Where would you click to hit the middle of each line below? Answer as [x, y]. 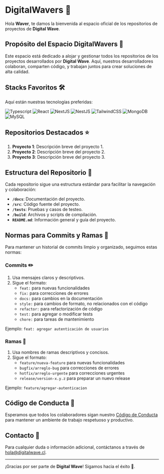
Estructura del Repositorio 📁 [49, 173]
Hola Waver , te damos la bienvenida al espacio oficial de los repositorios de [81, 24]
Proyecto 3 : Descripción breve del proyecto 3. [59, 157]
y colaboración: [21, 190]
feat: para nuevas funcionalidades [55, 288]
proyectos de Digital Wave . [32, 28]
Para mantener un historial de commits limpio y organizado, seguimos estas [81, 247]
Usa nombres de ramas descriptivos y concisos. [61, 352]
